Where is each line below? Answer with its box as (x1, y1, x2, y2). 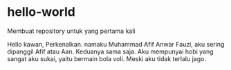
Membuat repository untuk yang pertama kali (7, 27, 136, 35)
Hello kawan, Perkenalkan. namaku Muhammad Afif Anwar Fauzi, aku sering (7, 40, 225, 48)
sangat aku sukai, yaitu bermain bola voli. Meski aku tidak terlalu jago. (7, 54, 206, 62)
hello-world (7, 4, 76, 20)
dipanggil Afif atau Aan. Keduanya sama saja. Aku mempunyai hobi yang (7, 47, 214, 56)
